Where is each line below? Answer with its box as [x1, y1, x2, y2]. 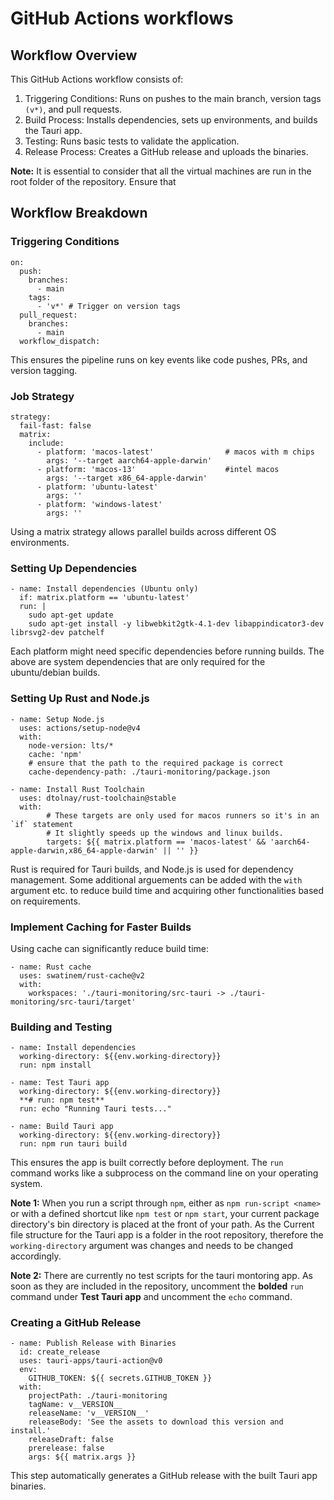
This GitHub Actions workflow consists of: [10, 73, 184, 85]
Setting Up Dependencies [10, 561, 138, 575]
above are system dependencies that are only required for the [10, 656, 266, 668]
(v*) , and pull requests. [24, 103, 123, 115]
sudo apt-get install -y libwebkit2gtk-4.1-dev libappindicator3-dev [28, 619, 325, 629]
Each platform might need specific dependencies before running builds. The [10, 645, 325, 657]
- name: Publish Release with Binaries [10, 1338, 177, 1349]
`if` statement [10, 819, 74, 829]
